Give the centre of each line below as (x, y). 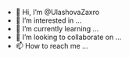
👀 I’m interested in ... (48, 20)
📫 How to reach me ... (52, 46)
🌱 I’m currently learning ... (57, 29)
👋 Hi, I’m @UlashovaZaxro (57, 12)
